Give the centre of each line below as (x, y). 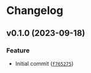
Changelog (35, 11)
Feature (18, 50)
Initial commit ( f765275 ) (44, 63)
